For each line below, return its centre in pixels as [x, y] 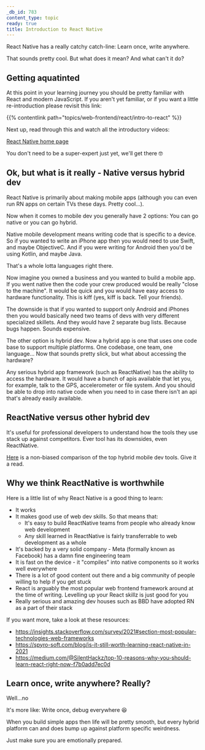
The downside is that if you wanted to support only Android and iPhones [98, 309]
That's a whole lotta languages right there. [60, 265]
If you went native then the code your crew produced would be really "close [102, 284]
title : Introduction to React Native [55, 29]
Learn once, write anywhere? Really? [79, 683]
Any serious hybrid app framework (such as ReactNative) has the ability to [100, 372]
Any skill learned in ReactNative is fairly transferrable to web [101, 536]
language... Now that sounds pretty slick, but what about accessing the [96, 353]
